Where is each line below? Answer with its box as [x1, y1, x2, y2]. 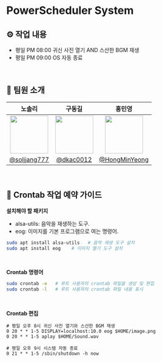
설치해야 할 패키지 [6, 207, 49, 214]
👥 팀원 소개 [6, 85, 46, 96]
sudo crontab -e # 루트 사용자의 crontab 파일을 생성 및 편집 [6, 281, 155, 287]
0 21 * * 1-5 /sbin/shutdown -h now [6, 350, 99, 357]
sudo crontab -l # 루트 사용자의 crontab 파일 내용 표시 [6, 286, 144, 292]
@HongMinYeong [99, 155, 149, 163]
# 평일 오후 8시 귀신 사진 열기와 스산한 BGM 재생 [6, 323, 115, 329]
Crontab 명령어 [6, 269, 44, 276]
